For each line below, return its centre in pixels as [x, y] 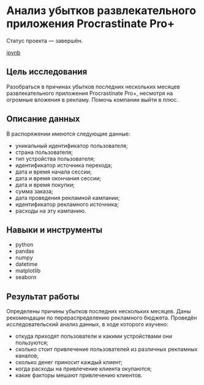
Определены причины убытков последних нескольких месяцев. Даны [99, 311]
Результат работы [43, 296]
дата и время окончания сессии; [58, 178]
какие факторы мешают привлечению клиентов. [79, 375]
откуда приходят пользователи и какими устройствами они [94, 336]
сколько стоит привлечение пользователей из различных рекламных [106, 349]
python [24, 245]
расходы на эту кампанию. [51, 211]
